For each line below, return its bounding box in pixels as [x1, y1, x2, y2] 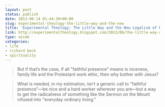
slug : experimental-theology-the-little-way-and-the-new [5, 21, 124, 26]
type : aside [5, 35, 29, 40]
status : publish [5, 12, 38, 17]
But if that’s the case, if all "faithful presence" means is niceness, [17, 66, 149, 72]
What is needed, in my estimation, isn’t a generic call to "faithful [17, 81, 146, 87]
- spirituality [5, 53, 36, 58]
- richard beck [5, 48, 36, 53]
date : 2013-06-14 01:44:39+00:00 [5, 16, 74, 21]
